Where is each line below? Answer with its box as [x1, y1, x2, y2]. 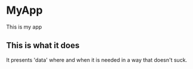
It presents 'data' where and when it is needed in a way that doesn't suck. [6, 56, 188, 63]
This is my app [6, 23, 42, 30]
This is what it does [6, 40, 80, 51]
